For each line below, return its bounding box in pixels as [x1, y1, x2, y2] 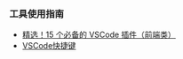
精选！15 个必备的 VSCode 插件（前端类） [21, 29, 176, 41]
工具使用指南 [9, 7, 65, 19]
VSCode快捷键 [21, 41, 76, 51]
